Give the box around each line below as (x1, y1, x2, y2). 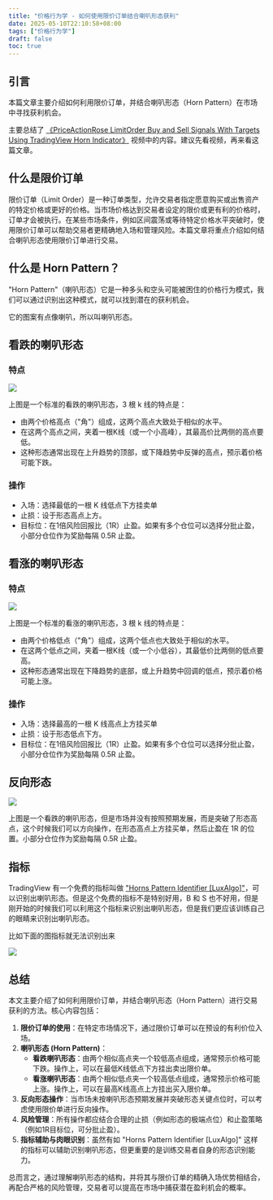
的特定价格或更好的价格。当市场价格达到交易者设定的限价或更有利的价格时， (8, 204, 265, 214)
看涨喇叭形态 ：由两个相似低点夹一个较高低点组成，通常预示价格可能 (32, 1073, 261, 1083)
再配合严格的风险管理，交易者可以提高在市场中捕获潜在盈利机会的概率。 (8, 1182, 250, 1192)
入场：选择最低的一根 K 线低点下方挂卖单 (19, 500, 158, 509)
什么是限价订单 (8, 172, 84, 185)
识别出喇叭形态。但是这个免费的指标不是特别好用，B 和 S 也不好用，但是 (15, 893, 258, 903)
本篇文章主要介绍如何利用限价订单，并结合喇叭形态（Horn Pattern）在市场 (8, 97, 258, 107)
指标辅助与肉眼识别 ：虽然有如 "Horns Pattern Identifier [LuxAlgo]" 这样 (19, 1134, 258, 1144)
